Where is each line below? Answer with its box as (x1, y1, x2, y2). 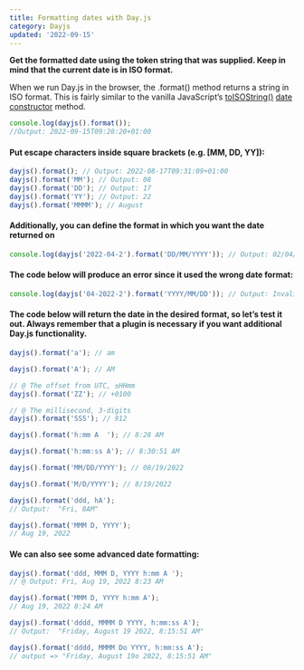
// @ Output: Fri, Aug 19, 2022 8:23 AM (9, 577, 165, 587)
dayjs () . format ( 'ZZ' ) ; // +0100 (9, 389, 131, 398)
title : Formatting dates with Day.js (9, 13, 152, 23)
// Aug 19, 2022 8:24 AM (9, 602, 103, 611)
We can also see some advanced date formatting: (9, 549, 200, 560)
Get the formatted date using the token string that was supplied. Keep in (9, 55, 287, 66)
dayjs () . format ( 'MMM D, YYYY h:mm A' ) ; (9, 594, 160, 603)
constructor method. (9, 101, 86, 112)
